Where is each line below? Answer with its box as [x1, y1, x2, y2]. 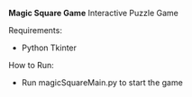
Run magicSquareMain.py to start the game [21, 77, 184, 88]
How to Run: [8, 60, 55, 70]
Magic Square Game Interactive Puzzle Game [8, 8, 179, 18]
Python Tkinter [21, 42, 78, 53]
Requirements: [8, 25, 62, 35]
